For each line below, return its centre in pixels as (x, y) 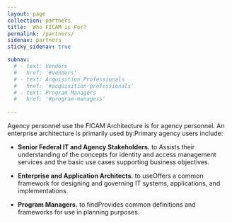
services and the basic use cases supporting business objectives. (114, 162)
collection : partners (39, 21)
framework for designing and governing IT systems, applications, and (119, 183)
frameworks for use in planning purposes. (79, 212)
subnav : (19, 60)
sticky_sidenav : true (39, 47)
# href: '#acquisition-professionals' (74, 86)
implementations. (43, 191)
